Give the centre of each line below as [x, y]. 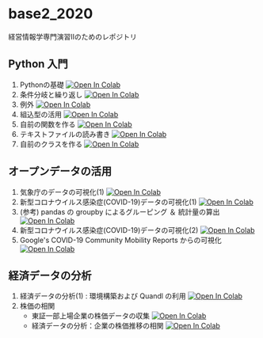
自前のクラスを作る [51, 144]
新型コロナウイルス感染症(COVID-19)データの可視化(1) [108, 202]
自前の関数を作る [48, 124]
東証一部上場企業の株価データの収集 [91, 316]
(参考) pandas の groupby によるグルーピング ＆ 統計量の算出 [120, 211]
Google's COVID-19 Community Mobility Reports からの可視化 [120, 240]
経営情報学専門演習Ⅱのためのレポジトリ [72, 36]
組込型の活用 [40, 114]
